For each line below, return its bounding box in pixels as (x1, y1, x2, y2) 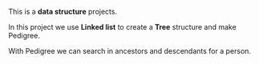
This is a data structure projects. (8, 7, 118, 16)
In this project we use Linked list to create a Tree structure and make (8, 22, 237, 31)
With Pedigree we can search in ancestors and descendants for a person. (8, 46, 251, 55)
